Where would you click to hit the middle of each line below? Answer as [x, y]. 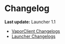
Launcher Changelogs [33, 36]
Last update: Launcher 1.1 [30, 22]
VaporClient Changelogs [36, 31]
